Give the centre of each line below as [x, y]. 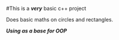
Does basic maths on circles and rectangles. [59, 19]
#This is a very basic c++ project [46, 8]
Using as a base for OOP [37, 31]
